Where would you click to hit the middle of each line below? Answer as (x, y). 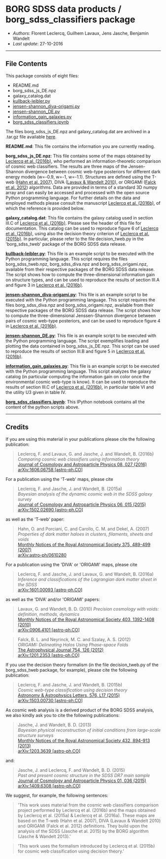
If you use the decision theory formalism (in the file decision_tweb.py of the (82, 665)
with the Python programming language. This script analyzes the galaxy (79, 371)
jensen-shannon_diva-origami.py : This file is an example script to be (77, 294)
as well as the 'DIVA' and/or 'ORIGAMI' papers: (53, 599)
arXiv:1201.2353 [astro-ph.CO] (49, 655)
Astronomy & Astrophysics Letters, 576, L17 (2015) (69, 695)
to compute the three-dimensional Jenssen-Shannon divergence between (81, 315)
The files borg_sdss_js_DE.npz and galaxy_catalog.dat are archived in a (78, 131)
